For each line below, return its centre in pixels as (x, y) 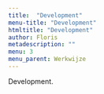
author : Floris (33, 37)
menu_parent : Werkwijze (47, 60)
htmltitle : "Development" (50, 30)
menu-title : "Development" (52, 23)
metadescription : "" (42, 45)
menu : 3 (21, 52)
